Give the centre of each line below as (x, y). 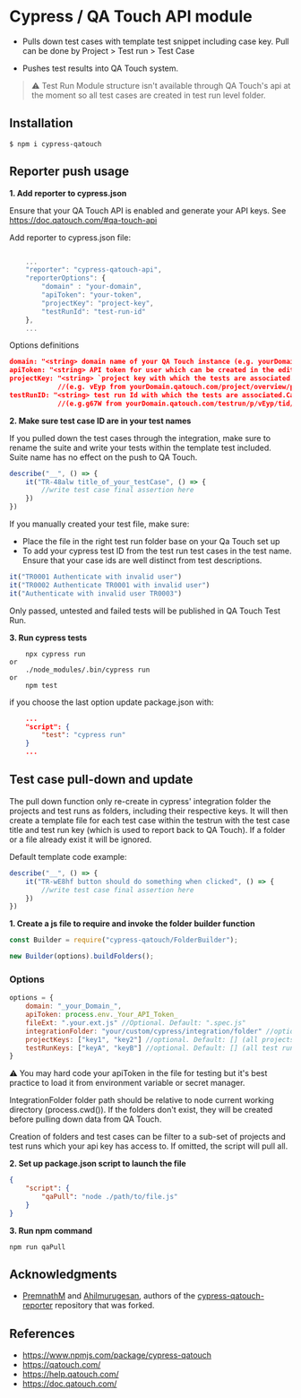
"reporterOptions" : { (65, 278)
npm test (42, 685)
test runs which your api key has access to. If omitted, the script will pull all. (149, 1146)
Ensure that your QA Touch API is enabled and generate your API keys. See (148, 210)
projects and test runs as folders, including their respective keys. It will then (149, 811)
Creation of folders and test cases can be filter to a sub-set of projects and (148, 1137)
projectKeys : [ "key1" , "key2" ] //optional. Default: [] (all (142, 1039)
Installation (41, 123)
